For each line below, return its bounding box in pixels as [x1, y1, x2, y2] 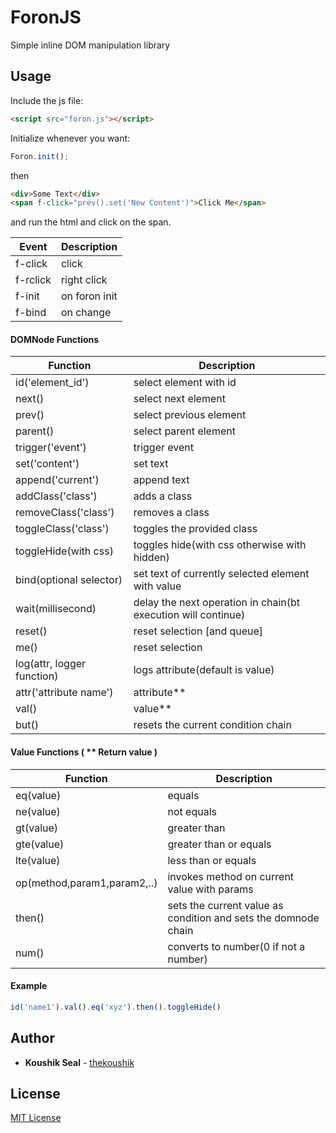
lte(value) [15, 853, 61, 867]
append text [133, 473, 190, 487]
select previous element [133, 408, 247, 422]
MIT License [10, 1112, 62, 1124]
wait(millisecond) [15, 602, 97, 616]
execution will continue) [133, 608, 246, 622]
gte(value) [15, 837, 65, 851]
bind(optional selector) [15, 573, 123, 587]
